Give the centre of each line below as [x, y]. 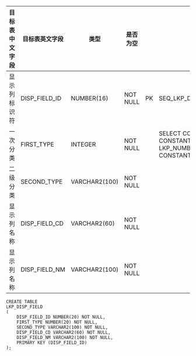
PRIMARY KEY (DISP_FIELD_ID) [52, 343]
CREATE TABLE [22, 302]
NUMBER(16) [90, 98]
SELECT [170, 133]
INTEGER [83, 144]
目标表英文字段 [43, 39]
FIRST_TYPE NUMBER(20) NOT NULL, [57, 322]
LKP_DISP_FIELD [24, 307]
